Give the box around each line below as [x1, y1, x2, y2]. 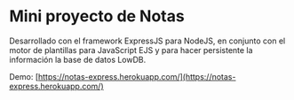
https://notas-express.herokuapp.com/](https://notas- [38, 71, 236, 81]
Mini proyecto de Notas [9, 6, 185, 27]
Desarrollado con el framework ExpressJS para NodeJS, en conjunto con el [9, 35, 286, 46]
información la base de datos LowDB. [9, 54, 147, 65]
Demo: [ [9, 71, 39, 81]
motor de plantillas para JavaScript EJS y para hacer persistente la [9, 44, 253, 55]
